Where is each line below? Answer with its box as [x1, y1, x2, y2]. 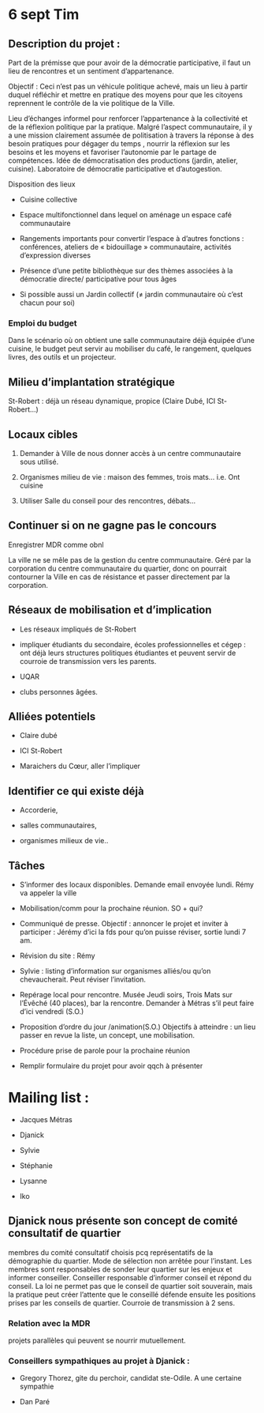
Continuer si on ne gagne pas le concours [8, 519, 217, 533]
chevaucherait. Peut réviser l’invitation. [19, 974, 147, 984]
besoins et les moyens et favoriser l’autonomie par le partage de [8, 148, 217, 156]
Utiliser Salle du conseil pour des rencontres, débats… [19, 495, 196, 505]
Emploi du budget [8, 318, 77, 329]
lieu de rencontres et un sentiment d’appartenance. [8, 66, 175, 76]
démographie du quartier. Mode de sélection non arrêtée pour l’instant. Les [8, 1256, 252, 1265]
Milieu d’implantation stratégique [8, 375, 175, 389]
